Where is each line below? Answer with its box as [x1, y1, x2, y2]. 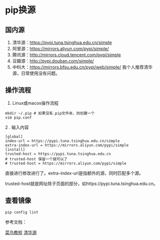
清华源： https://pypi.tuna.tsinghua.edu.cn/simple [12, 40, 112, 45]
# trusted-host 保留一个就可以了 [5, 156, 68, 161]
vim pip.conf [5, 115, 32, 120]
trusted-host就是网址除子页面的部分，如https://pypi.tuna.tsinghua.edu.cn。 [5, 180, 159, 186]
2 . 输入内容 [5, 124, 29, 130]
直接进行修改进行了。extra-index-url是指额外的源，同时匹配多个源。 [5, 170, 144, 176]
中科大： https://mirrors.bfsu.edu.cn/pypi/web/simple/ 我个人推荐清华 [12, 64, 153, 70]
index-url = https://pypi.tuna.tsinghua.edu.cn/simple [5, 138, 120, 143]
